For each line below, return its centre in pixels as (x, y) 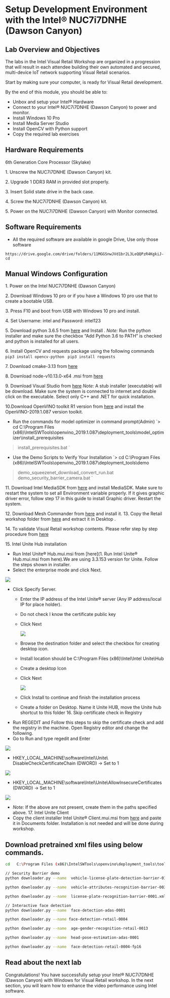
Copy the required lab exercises (46, 134)
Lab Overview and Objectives (53, 49)
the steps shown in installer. (41, 565)
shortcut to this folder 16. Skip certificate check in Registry (81, 713)
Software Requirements (44, 227)
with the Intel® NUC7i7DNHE (66, 20)
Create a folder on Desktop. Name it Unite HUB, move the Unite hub (91, 708)
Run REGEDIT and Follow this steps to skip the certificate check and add (88, 723)
